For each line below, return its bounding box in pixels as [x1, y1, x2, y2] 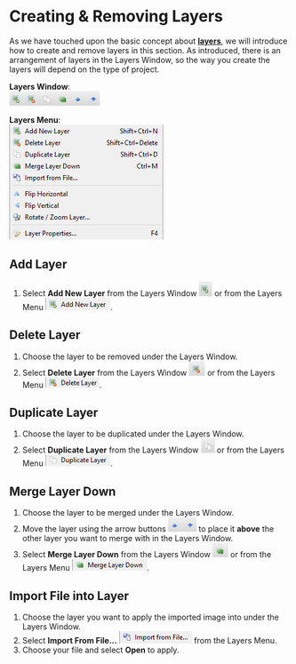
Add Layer [9, 257, 68, 272]
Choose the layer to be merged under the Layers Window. [21, 508, 234, 518]
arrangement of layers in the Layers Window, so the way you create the [9, 54, 271, 65]
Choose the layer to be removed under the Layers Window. [21, 351, 238, 362]
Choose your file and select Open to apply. [21, 644, 180, 655]
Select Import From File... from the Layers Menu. [21, 636, 277, 645]
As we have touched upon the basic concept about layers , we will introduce [9, 36, 288, 46]
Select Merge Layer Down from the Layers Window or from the [21, 549, 272, 560]
